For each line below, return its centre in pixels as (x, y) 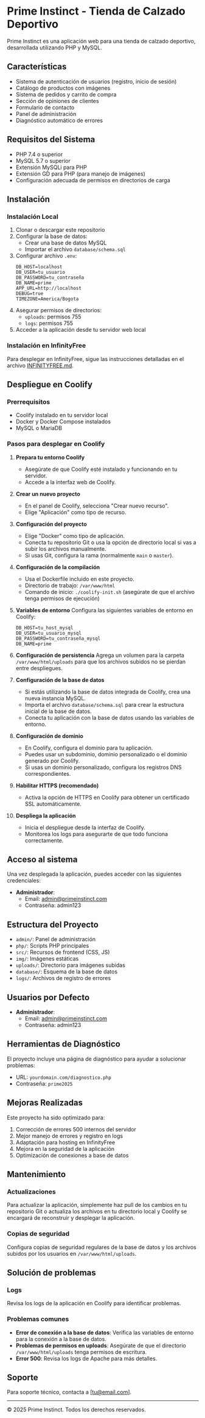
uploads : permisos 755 (53, 317)
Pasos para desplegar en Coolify (56, 444)
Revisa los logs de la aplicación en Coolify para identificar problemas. (94, 1303)
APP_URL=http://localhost (48, 288)
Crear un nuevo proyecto (48, 494)
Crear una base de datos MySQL (66, 243)
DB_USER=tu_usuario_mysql (48, 633)
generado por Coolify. (52, 761)
